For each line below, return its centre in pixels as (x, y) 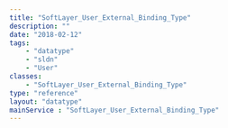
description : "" (40, 26)
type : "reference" (44, 93)
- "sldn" (42, 59)
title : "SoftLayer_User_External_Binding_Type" (100, 18)
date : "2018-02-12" (46, 34)
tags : (19, 43)
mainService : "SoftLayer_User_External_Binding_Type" (114, 110)
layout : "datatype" (46, 101)
